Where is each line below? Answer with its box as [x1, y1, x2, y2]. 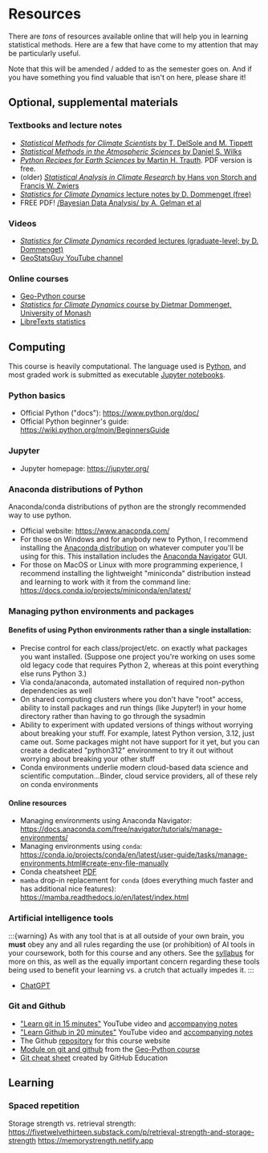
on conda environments [19, 780, 99, 790]
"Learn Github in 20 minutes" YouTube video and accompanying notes [19, 1027, 254, 1037]
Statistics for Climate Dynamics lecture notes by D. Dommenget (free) [19, 189, 252, 199]
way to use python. [8, 510, 72, 520]
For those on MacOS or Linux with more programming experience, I [19, 559, 243, 570]
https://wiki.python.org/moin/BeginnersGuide [19, 425, 170, 435]
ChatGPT [19, 980, 51, 990]
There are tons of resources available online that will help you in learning [8, 31, 249, 41]
